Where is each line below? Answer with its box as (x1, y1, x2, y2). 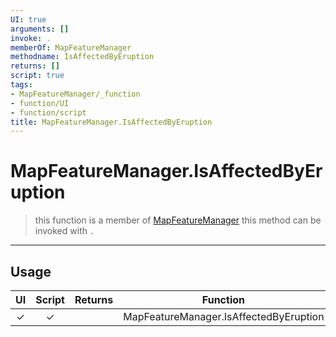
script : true (10, 71, 65, 81)
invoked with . (34, 225, 95, 237)
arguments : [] (10, 24, 70, 34)
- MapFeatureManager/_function (10, 89, 141, 99)
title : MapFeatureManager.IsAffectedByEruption (10, 117, 213, 127)
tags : (10, 80, 33, 90)
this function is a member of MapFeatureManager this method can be (34, 214, 322, 226)
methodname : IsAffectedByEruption (10, 52, 155, 62)
